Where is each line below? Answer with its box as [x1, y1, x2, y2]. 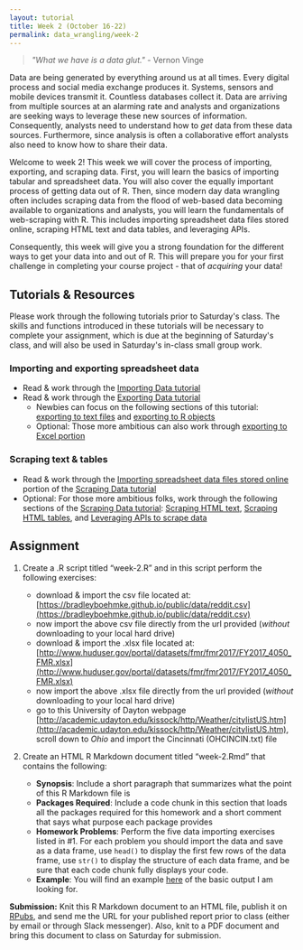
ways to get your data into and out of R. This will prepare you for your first [9, 251, 284, 262]
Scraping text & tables [9, 453, 108, 466]
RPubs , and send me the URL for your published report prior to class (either [9, 910, 290, 921]
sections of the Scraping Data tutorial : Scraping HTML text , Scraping [22, 502, 278, 513]
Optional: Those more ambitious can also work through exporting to [35, 421, 288, 432]
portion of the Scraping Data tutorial [22, 483, 157, 494]
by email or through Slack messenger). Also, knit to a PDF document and [9, 920, 280, 931]
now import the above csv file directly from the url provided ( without [35, 618, 290, 629]
